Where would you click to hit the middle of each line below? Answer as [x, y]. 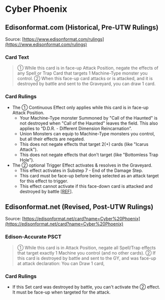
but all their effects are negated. [52, 139]
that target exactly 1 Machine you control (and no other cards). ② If [86, 253]
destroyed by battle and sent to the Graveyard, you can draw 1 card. [86, 84]
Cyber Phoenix [36, 9]
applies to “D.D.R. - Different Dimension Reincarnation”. [76, 128]
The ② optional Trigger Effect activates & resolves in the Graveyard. [82, 165]
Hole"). [27, 160]
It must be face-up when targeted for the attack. [62, 292]
